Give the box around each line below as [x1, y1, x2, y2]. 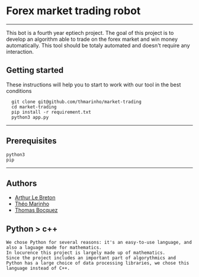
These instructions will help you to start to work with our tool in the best [6, 81, 181, 88]
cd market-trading [11, 104, 57, 110]
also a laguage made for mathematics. [6, 244, 102, 251]
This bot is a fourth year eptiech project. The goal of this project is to [6, 29, 174, 36]
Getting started [6, 65, 64, 75]
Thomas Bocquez [14, 207, 58, 214]
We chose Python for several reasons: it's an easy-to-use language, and [6, 240, 192, 246]
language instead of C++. [6, 265, 70, 272]
